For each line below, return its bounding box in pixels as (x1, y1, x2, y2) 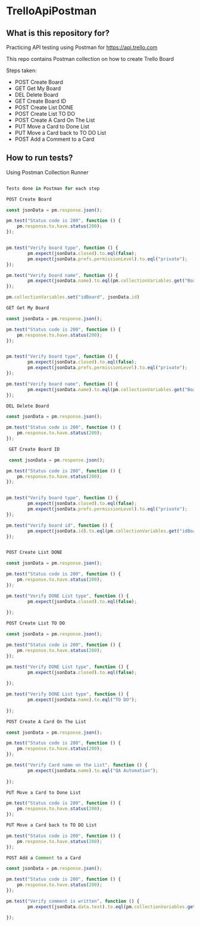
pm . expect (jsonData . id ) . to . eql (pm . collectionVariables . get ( (27, 528, 180, 534)
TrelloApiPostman (6, 4, 97, 18)
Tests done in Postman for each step (6, 185, 100, 192)
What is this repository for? (6, 28, 110, 38)
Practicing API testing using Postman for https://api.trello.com (6, 44, 158, 51)
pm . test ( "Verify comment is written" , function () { (6, 898, 140, 904)
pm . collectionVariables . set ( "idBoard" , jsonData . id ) (6, 294, 140, 300)
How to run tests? (6, 153, 73, 163)
